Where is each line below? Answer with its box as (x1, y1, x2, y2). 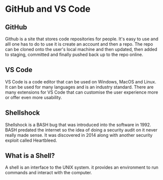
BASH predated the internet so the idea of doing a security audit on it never (5, 127, 158, 133)
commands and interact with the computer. (5, 170, 92, 176)
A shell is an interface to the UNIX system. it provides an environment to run (5, 164, 159, 170)
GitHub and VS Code (5, 3, 91, 15)
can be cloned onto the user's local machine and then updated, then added (5, 47, 158, 52)
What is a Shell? (5, 152, 55, 160)
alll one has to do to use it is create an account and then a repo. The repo (5, 41, 153, 47)
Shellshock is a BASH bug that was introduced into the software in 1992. (5, 122, 151, 128)
